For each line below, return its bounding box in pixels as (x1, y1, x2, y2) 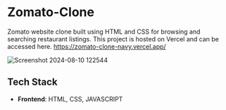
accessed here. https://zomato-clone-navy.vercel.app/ (7, 42, 167, 50)
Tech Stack (7, 76, 58, 88)
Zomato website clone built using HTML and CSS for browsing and (7, 27, 201, 36)
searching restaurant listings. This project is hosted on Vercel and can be (7, 34, 220, 43)
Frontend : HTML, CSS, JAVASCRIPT (17, 95, 123, 103)
